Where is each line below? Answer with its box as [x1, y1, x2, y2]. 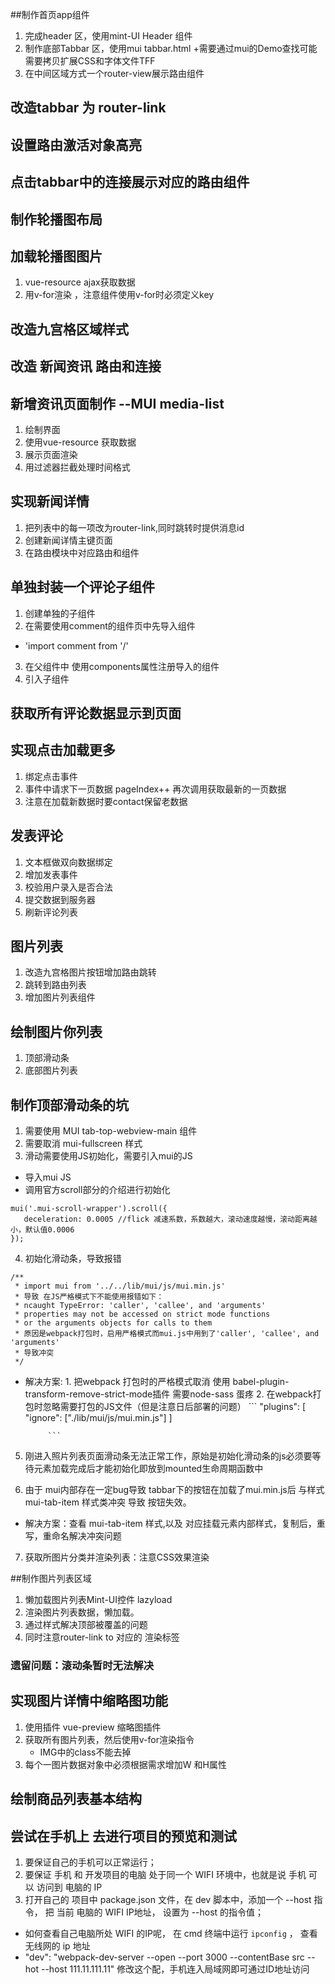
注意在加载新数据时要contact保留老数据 [24, 795, 188, 807]
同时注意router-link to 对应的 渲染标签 [24, 1631, 180, 1643]
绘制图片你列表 [10, 1023, 103, 1040]
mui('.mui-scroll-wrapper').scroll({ [10, 1204, 168, 1214]
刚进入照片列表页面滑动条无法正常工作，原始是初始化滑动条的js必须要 [24, 1450, 313, 1462]
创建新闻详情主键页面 [24, 534, 113, 546]
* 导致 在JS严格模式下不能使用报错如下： [14, 1292, 165, 1302]
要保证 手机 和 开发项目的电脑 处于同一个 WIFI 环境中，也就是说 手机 [24, 1868, 307, 1880]
